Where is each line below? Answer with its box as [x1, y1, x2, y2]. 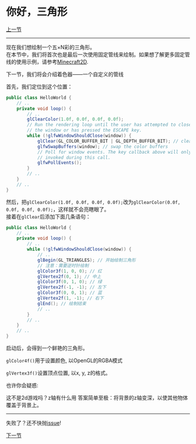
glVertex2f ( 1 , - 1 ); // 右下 [37, 296, 104, 301]
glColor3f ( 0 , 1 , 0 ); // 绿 [37, 279, 102, 285]
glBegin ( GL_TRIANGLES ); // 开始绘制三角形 [37, 257, 136, 263]
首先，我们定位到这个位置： [6, 83, 73, 90]
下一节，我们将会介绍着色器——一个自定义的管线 [6, 71, 124, 78]
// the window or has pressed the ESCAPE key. [27, 127, 142, 133]
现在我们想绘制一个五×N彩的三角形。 [6, 43, 95, 50]
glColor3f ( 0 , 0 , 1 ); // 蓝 [37, 290, 102, 296]
